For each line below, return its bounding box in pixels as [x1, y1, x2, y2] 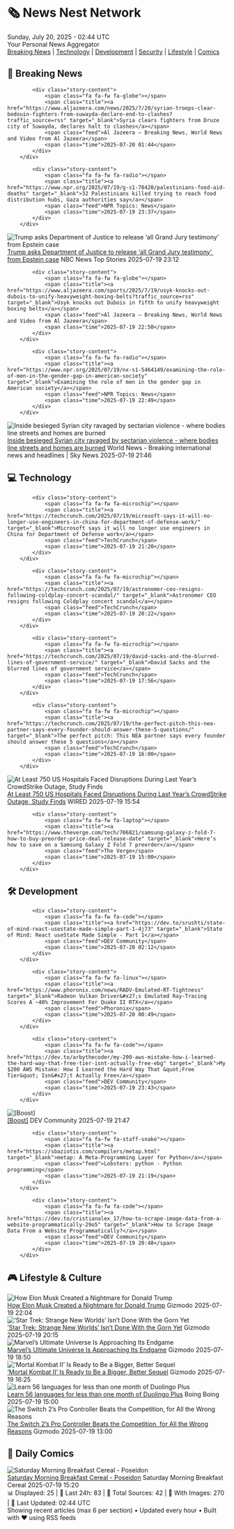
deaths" [7, 190, 30, 197]
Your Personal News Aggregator [7, 40, 100, 48]
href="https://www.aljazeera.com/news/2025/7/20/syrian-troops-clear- [7, 105, 217, 112]
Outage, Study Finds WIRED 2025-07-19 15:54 [7, 797, 141, 805]
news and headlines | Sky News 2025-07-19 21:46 [7, 451, 152, 459]
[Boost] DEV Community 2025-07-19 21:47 [7, 1117, 130, 1125]
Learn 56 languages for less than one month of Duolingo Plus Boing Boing [7, 1390, 219, 1399]
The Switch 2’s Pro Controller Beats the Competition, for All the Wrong [7, 1420, 209, 1429]
